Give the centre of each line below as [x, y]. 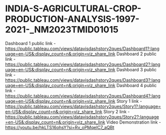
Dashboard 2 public [137, 54]
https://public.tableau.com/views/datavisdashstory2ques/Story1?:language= [83, 106]
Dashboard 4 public [137, 85]
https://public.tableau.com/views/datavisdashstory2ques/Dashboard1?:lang [82, 48]
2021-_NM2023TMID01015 [62, 30]
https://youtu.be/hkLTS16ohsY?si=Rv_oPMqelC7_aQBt [60, 127]
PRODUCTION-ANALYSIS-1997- [72, 19]
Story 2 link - [117, 111]
